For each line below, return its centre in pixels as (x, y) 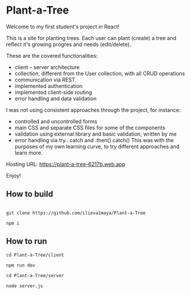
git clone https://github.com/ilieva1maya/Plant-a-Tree (76, 213)
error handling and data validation (56, 99)
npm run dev (21, 265)
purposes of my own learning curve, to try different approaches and (97, 146)
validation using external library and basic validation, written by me (95, 134)
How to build (30, 194)
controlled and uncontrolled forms (56, 121)
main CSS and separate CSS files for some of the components (90, 127)
